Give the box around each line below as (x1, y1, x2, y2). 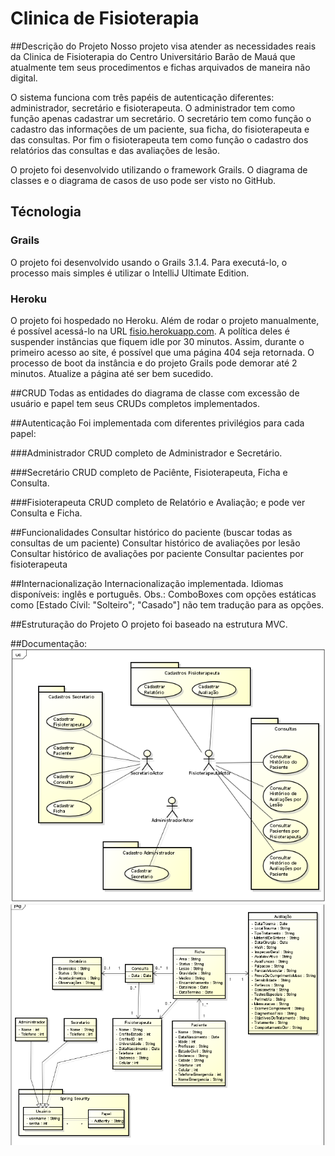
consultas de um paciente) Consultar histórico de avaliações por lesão (10, 537, 301, 549)
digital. (10, 72, 38, 84)
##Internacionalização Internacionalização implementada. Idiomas (10, 577, 284, 589)
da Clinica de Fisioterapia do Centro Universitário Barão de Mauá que (10, 50, 296, 62)
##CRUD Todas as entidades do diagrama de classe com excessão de (10, 387, 300, 399)
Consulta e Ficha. (10, 507, 83, 519)
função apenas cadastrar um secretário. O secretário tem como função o (10, 112, 312, 124)
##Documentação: (10, 637, 88, 649)
